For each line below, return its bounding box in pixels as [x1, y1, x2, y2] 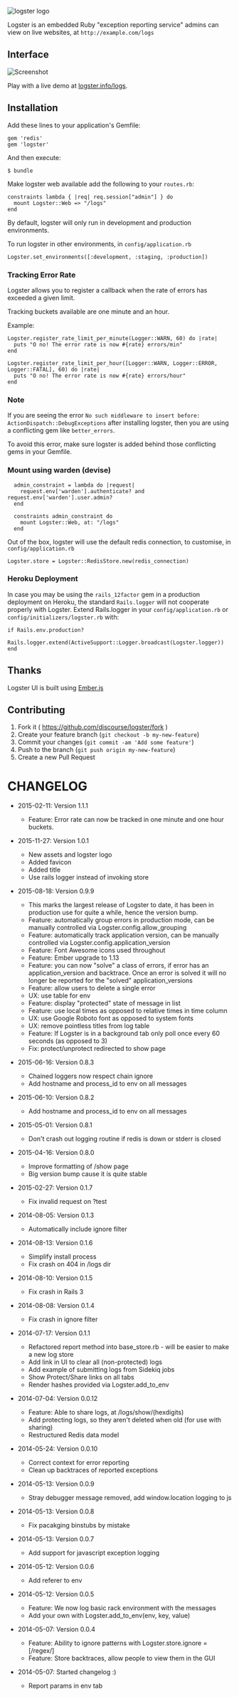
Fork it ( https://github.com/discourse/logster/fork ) [17, 723, 169, 731]
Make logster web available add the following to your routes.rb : [7, 179, 194, 188]
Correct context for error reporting [28, 1459, 129, 1467]
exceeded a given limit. [7, 293, 75, 302]
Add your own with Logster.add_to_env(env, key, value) [28, 1612, 191, 1620]
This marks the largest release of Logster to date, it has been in [28, 901, 214, 909]
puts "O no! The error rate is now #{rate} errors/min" [14, 341, 183, 348]
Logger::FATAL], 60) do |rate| [7, 366, 100, 373]
